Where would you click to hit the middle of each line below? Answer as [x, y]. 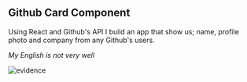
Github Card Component [69, 13]
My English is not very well [52, 55]
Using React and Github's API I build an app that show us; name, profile [124, 31]
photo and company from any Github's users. [81, 40]
